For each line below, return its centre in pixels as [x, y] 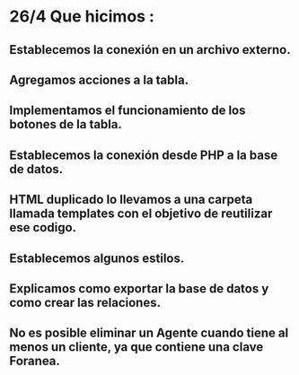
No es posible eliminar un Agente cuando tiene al [149, 333]
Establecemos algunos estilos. [97, 258]
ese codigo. [43, 227]
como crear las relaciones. [85, 302]
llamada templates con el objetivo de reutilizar [141, 214]
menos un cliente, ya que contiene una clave [136, 347]
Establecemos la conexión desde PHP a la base [144, 155]
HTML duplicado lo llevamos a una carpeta [131, 200]
